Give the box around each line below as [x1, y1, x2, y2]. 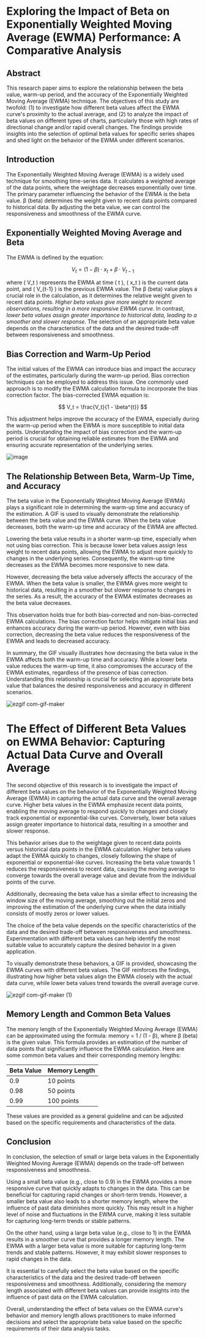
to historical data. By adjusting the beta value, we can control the [6, 203, 170, 210]
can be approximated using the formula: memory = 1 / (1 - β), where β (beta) [6, 1032, 198, 1039]
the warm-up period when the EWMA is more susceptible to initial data [6, 422, 185, 429]
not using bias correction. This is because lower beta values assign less [6, 542, 188, 549]
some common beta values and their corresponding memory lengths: [6, 1051, 181, 1059]
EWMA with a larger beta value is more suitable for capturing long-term [6, 1242, 187, 1249]
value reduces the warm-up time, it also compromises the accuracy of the [6, 662, 193, 670]
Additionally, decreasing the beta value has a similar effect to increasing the [6, 890, 198, 897]
